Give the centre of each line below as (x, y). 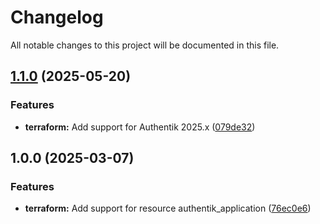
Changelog (57, 17)
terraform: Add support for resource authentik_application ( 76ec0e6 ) (168, 208)
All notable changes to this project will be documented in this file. (145, 45)
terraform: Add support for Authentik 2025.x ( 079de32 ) (140, 127)
